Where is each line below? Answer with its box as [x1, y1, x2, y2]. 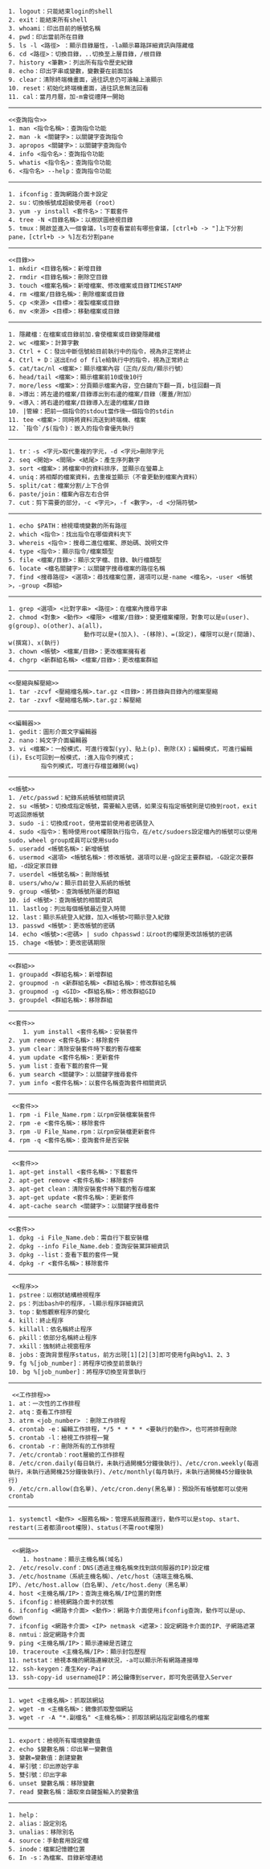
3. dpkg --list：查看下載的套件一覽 [8, 1251, 119, 1259]
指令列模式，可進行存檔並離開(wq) [40, 762, 139, 770]
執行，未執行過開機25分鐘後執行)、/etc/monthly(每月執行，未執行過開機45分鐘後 [8, 1468, 247, 1476]
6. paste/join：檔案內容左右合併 [8, 490, 110, 498]
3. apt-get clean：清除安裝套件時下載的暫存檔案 [8, 1185, 156, 1193]
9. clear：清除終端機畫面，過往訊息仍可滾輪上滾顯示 [8, 76, 163, 84]
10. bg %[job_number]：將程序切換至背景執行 [8, 1368, 146, 1376]
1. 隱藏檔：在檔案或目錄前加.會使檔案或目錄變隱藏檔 [8, 330, 161, 338]
